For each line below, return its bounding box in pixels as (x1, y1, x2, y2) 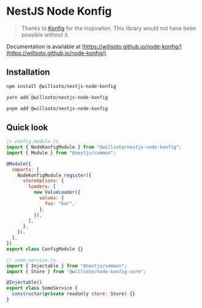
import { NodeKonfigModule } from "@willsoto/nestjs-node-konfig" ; (6, 144, 182, 150)
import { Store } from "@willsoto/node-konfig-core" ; (6, 268, 147, 274)
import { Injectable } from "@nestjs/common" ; (6, 263, 127, 269)
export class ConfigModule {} (6, 246, 84, 252)
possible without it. (21, 31, 69, 38)
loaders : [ (28, 183, 56, 190)
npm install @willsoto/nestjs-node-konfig (6, 83, 116, 89)
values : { (39, 195, 64, 201)
